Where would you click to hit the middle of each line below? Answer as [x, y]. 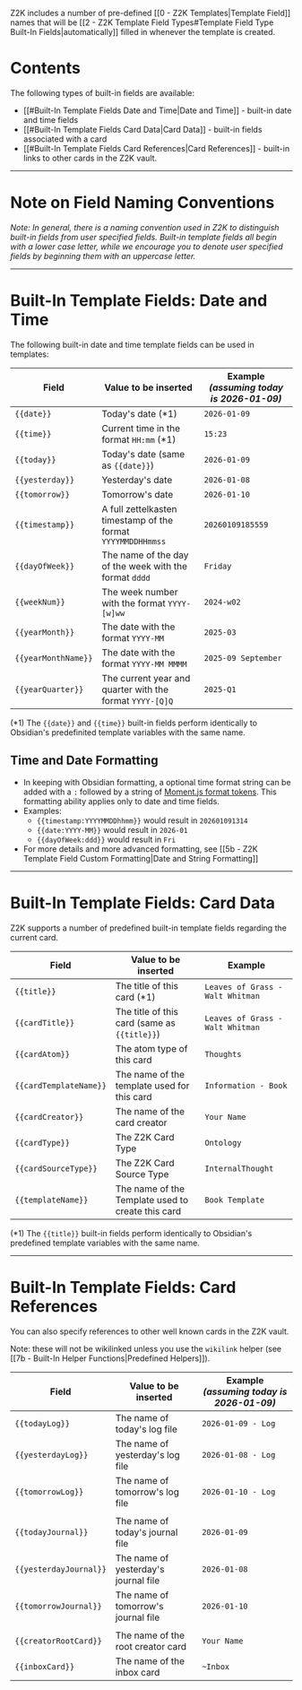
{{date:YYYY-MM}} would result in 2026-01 [112, 829]
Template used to [152, 1200]
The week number [140, 592]
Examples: [42, 810]
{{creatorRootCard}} [58, 1641]
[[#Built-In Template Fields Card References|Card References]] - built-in [156, 148]
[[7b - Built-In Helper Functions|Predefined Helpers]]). [110, 1358]
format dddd [126, 577]
